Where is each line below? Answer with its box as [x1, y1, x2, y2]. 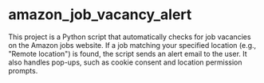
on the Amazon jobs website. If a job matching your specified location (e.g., [8, 40, 257, 49]
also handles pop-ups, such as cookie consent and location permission [8, 57, 242, 67]
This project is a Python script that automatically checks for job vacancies [8, 32, 251, 41]
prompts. [8, 65, 38, 75]
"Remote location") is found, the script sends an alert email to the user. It [8, 49, 247, 58]
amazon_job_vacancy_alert [8, 6, 192, 24]
